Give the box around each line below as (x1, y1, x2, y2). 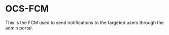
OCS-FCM (5, 3, 49, 14)
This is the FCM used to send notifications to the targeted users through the (5, 19, 164, 25)
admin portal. (5, 24, 33, 30)
